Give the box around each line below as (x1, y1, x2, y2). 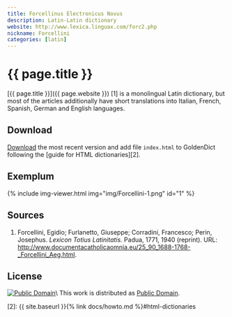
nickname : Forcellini (7, 29, 70, 37)
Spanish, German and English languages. (7, 104, 125, 112)
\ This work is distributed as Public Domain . (55, 289, 180, 297)
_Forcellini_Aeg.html (17, 250, 75, 258)
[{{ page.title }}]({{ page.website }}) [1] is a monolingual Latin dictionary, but (7, 89, 225, 98)
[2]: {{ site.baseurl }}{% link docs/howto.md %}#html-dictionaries (7, 302, 196, 311)
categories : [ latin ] (7, 36, 68, 43)
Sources (7, 209, 45, 221)
